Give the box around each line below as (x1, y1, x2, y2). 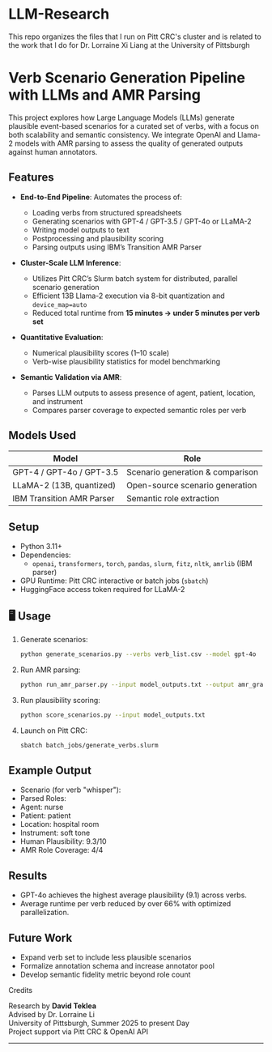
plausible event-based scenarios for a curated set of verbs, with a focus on (8, 121, 259, 130)
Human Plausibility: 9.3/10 (19, 837, 107, 846)
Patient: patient (19, 811, 71, 820)
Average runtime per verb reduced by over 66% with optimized (19, 899, 232, 909)
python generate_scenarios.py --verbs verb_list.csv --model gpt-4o (19, 650, 257, 658)
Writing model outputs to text (32, 224, 130, 235)
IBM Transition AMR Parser (12, 492, 115, 504)
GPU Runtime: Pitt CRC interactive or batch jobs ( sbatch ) (19, 576, 209, 586)
